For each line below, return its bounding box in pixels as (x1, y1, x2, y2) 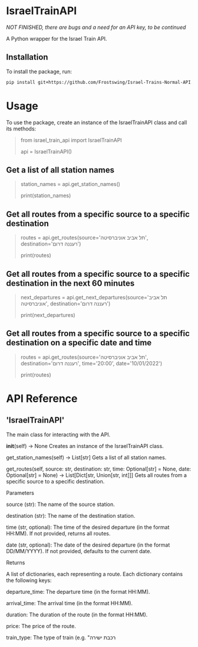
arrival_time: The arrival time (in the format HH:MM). (6, 599, 133, 606)
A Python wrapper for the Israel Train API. (6, 35, 107, 42)
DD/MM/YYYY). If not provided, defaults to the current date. (6, 547, 152, 554)
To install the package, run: (6, 68, 72, 75)
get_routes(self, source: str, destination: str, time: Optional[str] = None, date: (6, 465, 192, 472)
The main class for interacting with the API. (6, 431, 111, 438)
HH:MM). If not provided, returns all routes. (6, 530, 111, 537)
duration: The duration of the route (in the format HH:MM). (6, 611, 148, 618)
